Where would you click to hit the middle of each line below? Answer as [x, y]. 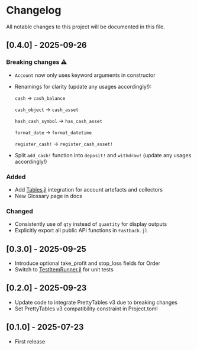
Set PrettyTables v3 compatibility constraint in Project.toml [86, 309]
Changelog [34, 10]
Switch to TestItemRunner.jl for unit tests [64, 270]
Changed [20, 211]
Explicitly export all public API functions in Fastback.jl [81, 231]
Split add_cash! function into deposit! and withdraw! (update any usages [103, 155]
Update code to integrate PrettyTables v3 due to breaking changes [96, 302]
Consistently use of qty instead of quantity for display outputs [91, 224]
